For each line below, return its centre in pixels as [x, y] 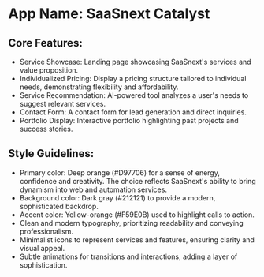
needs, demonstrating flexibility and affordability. [99, 87]
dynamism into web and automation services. [93, 189]
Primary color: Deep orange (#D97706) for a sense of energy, [120, 172]
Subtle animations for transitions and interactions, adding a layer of [128, 256]
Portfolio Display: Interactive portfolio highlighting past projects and [129, 120]
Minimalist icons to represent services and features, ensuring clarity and [137, 240]
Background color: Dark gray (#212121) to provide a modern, [117, 197]
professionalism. [46, 231]
